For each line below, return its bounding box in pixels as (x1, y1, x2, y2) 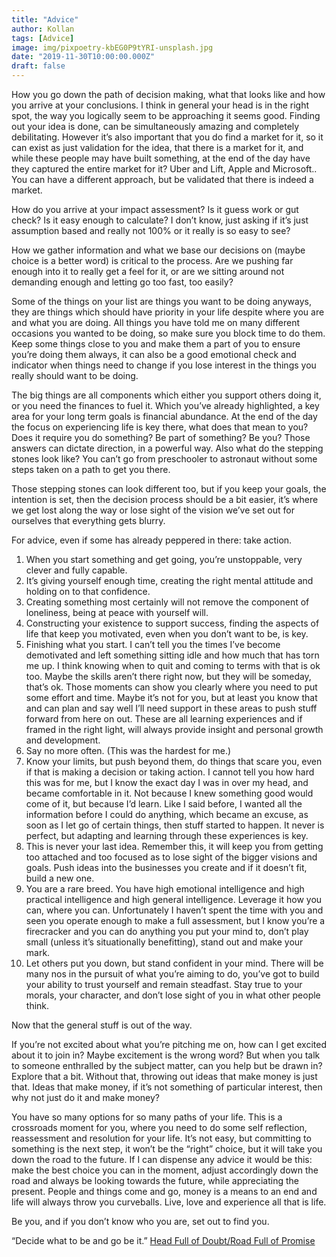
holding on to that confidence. (25, 586, 151, 597)
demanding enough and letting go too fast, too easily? (11, 276, 234, 288)
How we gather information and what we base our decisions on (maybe (11, 244, 306, 256)
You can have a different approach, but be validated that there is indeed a (11, 174, 314, 185)
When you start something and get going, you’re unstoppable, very (25, 554, 303, 565)
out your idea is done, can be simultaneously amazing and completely (11, 121, 300, 132)
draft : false (11, 61, 66, 71)
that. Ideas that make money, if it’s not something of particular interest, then (11, 1081, 323, 1093)
